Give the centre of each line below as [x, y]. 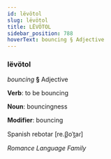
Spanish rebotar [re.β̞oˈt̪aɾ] [45, 134]
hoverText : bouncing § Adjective [56, 40]
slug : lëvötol [28, 20]
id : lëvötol [24, 14]
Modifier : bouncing [35, 120]
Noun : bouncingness [37, 106]
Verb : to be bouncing [38, 93]
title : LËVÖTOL [29, 27]
